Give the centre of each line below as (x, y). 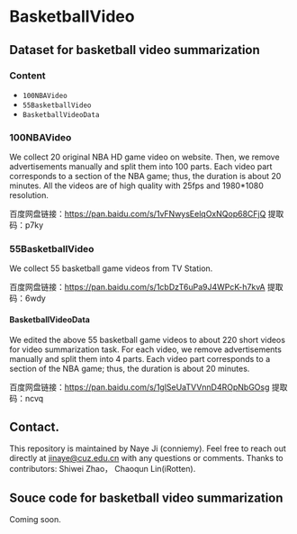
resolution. (29, 195)
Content (28, 76)
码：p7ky (27, 225)
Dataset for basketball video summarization (135, 50)
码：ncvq (27, 398)
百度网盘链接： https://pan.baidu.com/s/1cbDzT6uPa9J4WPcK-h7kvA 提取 (146, 287)
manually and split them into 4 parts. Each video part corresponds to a (140, 358)
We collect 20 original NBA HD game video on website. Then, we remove (145, 157)
